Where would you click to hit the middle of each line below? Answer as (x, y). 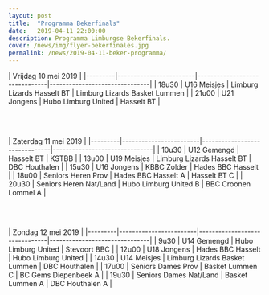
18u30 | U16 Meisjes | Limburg (208, 84)
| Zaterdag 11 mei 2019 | (47, 141)
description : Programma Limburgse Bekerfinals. (90, 38)
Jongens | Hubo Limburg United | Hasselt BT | (84, 102)
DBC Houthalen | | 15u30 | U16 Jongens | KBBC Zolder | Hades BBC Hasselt (133, 167)
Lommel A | (27, 193)
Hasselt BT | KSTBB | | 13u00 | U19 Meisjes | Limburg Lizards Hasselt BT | (130, 158)
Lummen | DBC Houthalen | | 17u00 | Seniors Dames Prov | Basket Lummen (133, 266)
